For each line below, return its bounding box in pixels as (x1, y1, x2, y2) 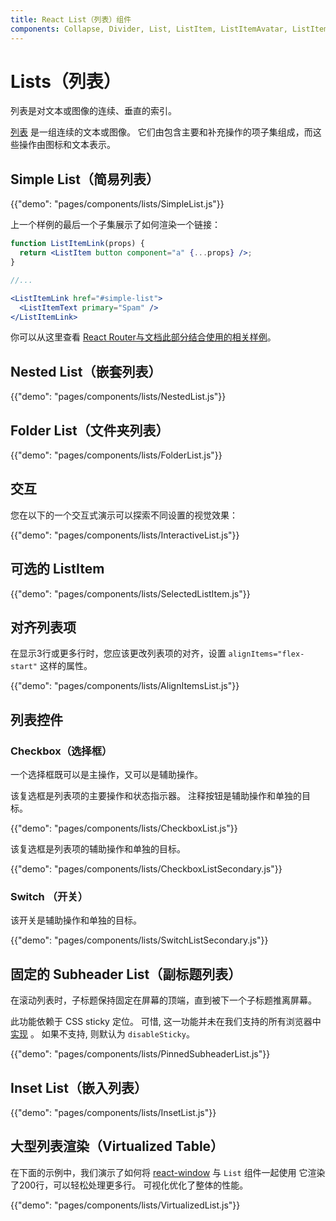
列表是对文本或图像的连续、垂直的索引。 (10, 105, 177, 117)
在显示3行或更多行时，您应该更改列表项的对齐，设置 (10, 647, 227, 660)
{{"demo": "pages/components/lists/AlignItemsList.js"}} (10, 680, 240, 692)
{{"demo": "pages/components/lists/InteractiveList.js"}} (10, 529, 240, 541)
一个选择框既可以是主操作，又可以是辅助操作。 (10, 769, 203, 781)
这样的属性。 (39, 660, 93, 672)
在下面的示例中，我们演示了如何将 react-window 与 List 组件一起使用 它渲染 (10, 1166, 326, 1178)
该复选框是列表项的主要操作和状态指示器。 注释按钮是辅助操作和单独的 (10, 790, 302, 802)
